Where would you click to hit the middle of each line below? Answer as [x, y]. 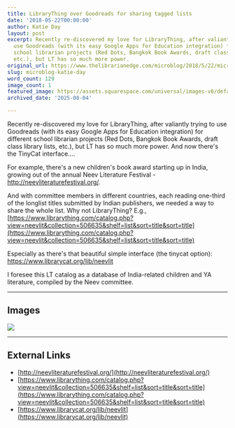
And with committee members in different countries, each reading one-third [116, 195]
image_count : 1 [29, 85]
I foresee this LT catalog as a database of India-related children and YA [109, 274]
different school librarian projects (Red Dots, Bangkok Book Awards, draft [113, 139]
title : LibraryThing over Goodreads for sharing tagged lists [100, 14]
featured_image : [31, 91]
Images [24, 310]
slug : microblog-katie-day [47, 72]
